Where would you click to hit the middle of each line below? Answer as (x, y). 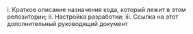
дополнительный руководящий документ (67, 24)
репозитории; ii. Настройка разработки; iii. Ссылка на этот (93, 17)
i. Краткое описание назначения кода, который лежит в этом (96, 10)
